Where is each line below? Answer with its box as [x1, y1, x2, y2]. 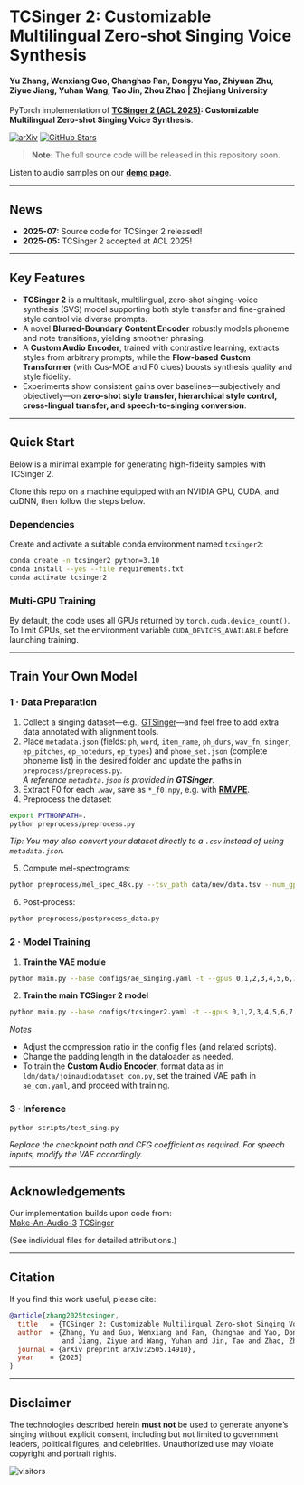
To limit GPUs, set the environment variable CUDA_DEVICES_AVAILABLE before [9, 624, 289, 635]
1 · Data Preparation [9, 696, 98, 709]
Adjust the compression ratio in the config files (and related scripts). [22, 1042, 278, 1052]
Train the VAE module [22, 957, 106, 967]
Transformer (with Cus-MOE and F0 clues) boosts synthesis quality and [22, 362, 292, 373]
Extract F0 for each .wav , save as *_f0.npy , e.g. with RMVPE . [22, 784, 251, 795]
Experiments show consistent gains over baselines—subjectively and [22, 381, 280, 392]
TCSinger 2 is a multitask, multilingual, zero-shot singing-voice [22, 294, 259, 305]
